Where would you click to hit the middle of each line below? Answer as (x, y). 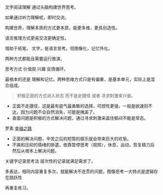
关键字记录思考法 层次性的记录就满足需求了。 (50, 161)
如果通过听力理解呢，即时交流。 (37, 17)
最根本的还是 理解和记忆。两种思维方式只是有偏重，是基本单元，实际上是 (78, 79)
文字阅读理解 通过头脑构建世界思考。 (42, 7)
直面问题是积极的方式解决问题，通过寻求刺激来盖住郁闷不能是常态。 (80, 118)
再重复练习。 (18, 188)
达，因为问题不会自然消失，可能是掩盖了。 (55, 112)
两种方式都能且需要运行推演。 (35, 59)
